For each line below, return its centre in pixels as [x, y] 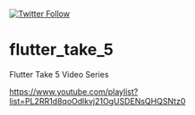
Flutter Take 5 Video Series [59, 74]
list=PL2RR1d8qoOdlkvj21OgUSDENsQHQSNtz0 [97, 101]
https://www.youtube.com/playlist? [74, 91]
